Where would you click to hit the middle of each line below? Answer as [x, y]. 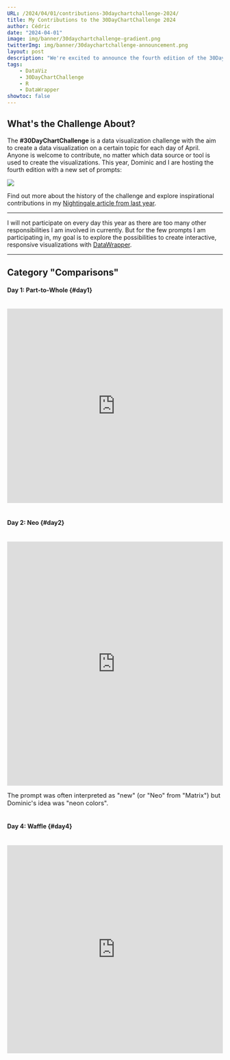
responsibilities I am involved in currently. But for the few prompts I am [106, 230]
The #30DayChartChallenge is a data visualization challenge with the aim [112, 140]
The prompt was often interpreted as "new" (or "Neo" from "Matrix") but [114, 795]
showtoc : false [29, 97]
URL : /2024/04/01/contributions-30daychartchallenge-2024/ [93, 13]
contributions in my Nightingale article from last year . [82, 203]
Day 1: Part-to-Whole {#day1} [50, 290]
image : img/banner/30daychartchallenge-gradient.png [84, 39]
